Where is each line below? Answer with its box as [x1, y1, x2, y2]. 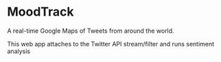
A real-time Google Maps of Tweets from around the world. [7, 27, 174, 35]
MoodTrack [7, 4, 74, 20]
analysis [7, 47, 31, 55]
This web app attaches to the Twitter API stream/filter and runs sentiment [7, 40, 215, 48]
